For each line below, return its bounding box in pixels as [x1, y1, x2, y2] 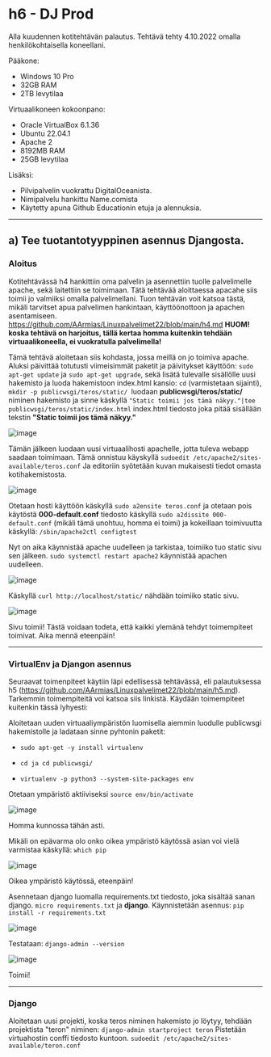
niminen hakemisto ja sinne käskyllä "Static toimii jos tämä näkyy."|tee [8, 395, 256, 405]
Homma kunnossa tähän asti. [8, 820, 105, 830]
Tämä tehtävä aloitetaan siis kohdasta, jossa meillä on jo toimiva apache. [8, 352, 249, 362]
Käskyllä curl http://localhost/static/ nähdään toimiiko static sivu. [8, 591, 240, 600]
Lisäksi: [8, 170, 34, 179]
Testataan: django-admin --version [8, 938, 125, 948]
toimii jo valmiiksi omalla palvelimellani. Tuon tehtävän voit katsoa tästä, [8, 293, 246, 303]
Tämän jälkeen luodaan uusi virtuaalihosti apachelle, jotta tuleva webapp [8, 444, 249, 453]
